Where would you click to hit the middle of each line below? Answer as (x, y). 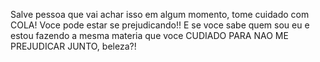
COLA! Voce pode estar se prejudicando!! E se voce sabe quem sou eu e (160, 25)
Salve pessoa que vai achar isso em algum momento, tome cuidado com (160, 14)
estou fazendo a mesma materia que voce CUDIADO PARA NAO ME (149, 35)
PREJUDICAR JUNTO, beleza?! (73, 46)
